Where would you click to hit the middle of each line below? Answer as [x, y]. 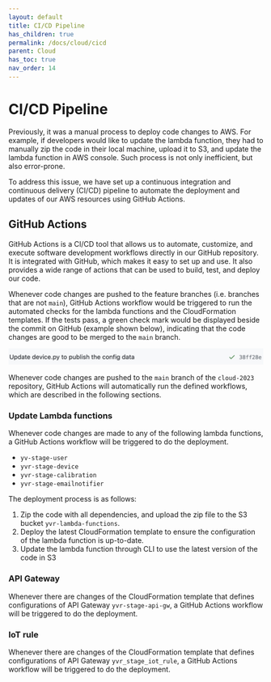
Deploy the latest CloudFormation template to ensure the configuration [138, 532]
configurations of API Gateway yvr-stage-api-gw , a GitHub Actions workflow [136, 605]
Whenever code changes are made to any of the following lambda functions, [136, 434]
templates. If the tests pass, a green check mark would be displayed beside [134, 320]
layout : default [36, 17]
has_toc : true [32, 60]
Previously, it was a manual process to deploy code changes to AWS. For [130, 131]
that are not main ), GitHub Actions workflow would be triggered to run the [130, 303]
